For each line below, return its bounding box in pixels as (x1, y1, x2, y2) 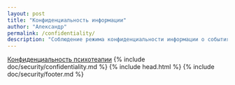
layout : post (7, 10, 45, 17)
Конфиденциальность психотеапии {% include (7, 55, 145, 63)
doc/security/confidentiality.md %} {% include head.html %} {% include (7, 63, 215, 71)
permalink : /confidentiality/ (7, 29, 96, 37)
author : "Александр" (7, 23, 68, 30)
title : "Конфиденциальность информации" (7, 17, 127, 24)
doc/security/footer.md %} (7, 70, 84, 79)
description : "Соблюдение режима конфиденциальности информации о (7, 36, 205, 43)
